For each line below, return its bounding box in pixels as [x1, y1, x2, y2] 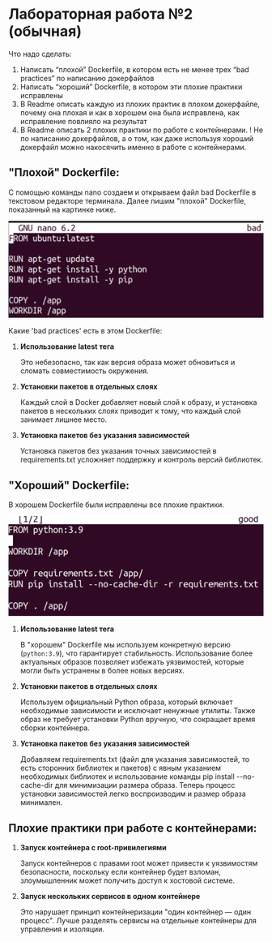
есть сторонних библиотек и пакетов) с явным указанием [19, 763, 221, 773]
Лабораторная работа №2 [8, 5, 193, 24]
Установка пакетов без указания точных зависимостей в [19, 446, 217, 456]
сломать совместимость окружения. [19, 366, 149, 376]
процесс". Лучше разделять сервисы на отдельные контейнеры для [19, 916, 257, 926]
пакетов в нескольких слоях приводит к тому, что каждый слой [19, 406, 241, 416]
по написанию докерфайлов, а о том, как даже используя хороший [19, 133, 254, 143]
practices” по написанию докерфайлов [19, 73, 155, 83]
